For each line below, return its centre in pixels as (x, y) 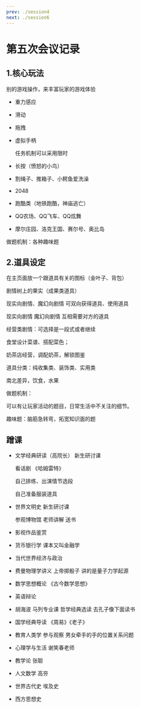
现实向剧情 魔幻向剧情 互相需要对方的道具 (58, 317)
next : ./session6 (28, 17)
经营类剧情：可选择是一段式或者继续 (51, 329)
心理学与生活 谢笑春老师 (45, 648)
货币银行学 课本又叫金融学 (47, 545)
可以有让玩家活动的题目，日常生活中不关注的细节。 (69, 406)
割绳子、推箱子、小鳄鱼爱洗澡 (52, 179)
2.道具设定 (26, 262)
